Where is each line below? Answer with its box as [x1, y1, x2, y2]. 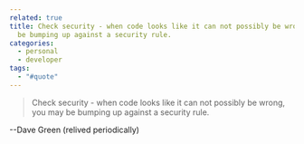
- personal [17, 47, 59, 56]
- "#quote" [17, 72, 59, 82]
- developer [17, 55, 63, 64]
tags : [9, 64, 30, 73]
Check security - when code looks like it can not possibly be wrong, [31, 97, 286, 108]
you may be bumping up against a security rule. [31, 106, 210, 118]
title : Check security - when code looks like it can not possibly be [9, 22, 281, 31]
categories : [9, 38, 54, 48]
